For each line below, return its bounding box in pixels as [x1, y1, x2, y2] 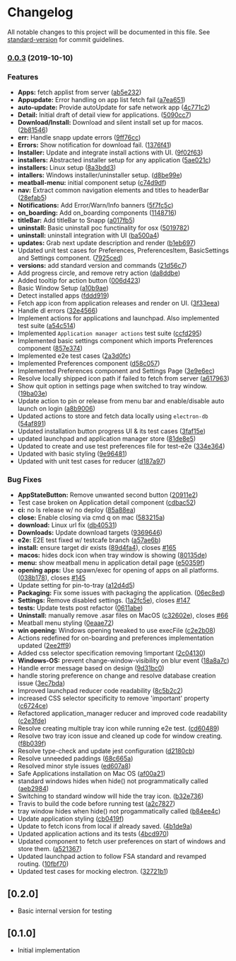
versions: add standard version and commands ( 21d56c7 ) [17, 262, 187, 270]
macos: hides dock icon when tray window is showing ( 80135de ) [17, 551, 208, 560]
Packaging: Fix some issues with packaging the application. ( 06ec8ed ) [17, 589, 225, 597]
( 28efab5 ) [17, 193, 47, 202]
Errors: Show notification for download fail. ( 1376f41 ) [17, 141, 172, 150]
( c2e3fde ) [17, 716, 47, 725]
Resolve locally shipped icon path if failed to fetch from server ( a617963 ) [17, 374, 230, 383]
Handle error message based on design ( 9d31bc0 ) [17, 664, 165, 673]
